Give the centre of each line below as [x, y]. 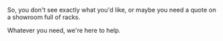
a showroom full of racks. [44, 17]
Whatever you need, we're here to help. [64, 30]
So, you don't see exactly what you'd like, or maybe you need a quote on [112, 10]
